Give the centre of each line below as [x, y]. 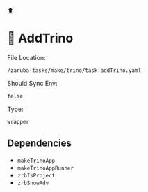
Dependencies [39, 143]
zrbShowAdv [33, 183]
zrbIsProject [36, 175]
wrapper [18, 121]
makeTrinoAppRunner [46, 168]
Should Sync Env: [32, 83]
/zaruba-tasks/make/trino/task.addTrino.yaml [74, 70]
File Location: [27, 57]
